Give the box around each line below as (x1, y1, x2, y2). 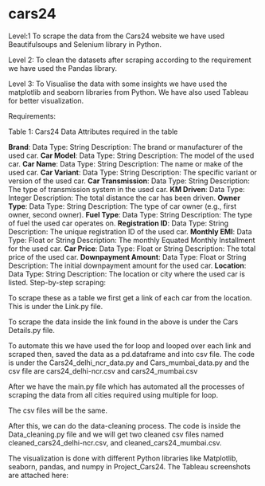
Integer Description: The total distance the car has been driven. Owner (8, 193, 241, 202)
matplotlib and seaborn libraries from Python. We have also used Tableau (8, 87, 249, 96)
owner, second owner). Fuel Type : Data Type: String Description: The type (8, 210, 253, 219)
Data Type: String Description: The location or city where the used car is (8, 268, 245, 279)
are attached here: (8, 470, 69, 480)
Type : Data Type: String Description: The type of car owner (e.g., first (8, 201, 237, 211)
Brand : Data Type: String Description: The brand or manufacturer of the (8, 142, 244, 151)
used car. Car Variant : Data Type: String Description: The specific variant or (8, 167, 257, 177)
